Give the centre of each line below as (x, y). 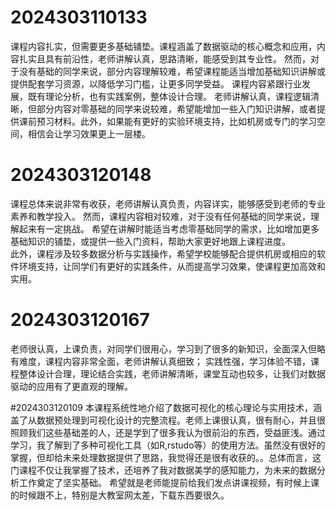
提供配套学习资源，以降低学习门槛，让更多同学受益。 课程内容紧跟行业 (156, 83)
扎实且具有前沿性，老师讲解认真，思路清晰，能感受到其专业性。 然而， (164, 58)
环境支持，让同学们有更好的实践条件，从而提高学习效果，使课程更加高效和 (172, 266)
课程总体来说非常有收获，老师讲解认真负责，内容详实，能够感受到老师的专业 (168, 203)
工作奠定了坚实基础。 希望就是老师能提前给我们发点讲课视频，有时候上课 (169, 482)
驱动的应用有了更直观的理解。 (71, 386)
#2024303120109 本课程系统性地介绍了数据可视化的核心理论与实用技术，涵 (166, 407)
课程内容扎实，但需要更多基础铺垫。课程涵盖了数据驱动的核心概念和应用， (163, 46)
